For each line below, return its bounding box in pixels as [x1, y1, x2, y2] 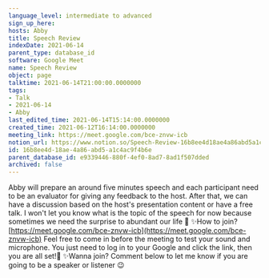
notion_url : [8, 138, 48, 147]
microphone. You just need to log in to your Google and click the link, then [8, 243, 252, 252]
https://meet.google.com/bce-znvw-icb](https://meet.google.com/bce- [10, 226, 247, 236]
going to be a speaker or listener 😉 [8, 260, 125, 270]
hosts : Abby [8, 26, 48, 34]
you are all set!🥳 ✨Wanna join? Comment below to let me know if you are [8, 252, 248, 261]
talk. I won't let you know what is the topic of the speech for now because [8, 208, 252, 218]
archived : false [8, 161, 62, 169]
